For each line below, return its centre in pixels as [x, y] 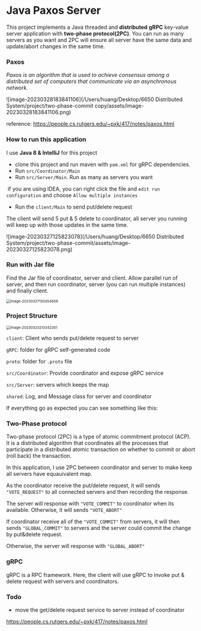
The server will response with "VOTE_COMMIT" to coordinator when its [90, 503]
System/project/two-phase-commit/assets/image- [68, 243]
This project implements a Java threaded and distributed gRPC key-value [97, 27]
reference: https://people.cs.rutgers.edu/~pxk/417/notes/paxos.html [91, 124]
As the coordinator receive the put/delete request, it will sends [83, 485]
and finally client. [27, 291]
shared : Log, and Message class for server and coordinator [79, 396]
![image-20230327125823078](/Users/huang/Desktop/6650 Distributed [95, 236]
